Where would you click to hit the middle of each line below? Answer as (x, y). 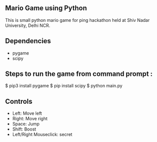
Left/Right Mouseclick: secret (42, 135)
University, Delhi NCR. (28, 25)
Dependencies (28, 41)
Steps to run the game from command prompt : (79, 74)
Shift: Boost (24, 129)
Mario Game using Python (46, 8)
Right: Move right (30, 119)
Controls (19, 101)
